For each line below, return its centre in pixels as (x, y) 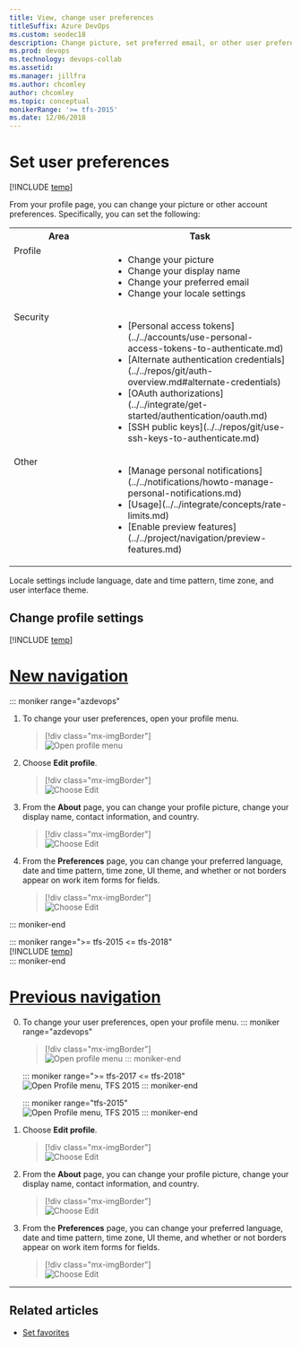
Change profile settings (77, 618)
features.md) (155, 550)
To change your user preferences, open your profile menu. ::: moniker (151, 1022)
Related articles (54, 1311)
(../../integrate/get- (168, 405)
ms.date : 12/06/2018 (48, 118)
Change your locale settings (187, 294)
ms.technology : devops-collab (66, 59)
